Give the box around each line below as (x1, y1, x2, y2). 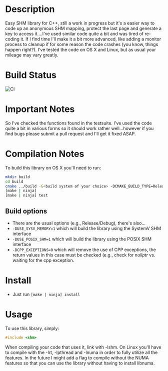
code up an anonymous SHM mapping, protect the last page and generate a (5, 25, 161, 31)
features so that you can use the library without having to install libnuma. (5, 360, 155, 366)
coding (5, 36, 20, 42)
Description (5, 3, 55, 15)
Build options (5, 206, 47, 215)
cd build (5, 179, 23, 184)
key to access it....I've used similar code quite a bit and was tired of (5, 30, 144, 36)
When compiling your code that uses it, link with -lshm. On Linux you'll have (5, 344, 161, 350)
